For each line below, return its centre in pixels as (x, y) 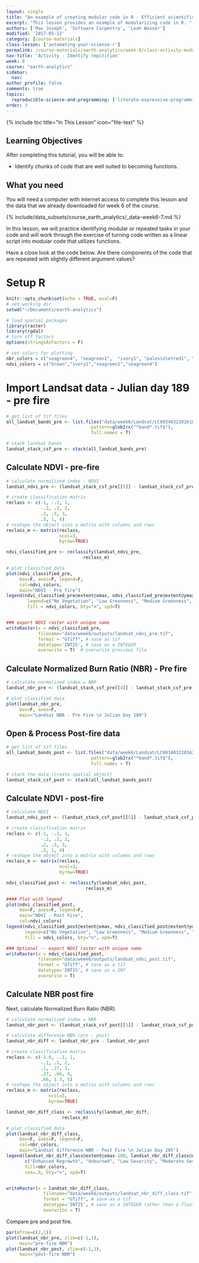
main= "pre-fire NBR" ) (46, 1243)
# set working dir (29, 304)
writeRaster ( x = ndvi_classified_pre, (54, 628)
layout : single (25, 12)
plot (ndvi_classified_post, (41, 905)
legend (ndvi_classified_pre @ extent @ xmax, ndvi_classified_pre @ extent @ (95, 596)
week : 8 (16, 61)
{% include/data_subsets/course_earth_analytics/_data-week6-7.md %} (94, 217)
